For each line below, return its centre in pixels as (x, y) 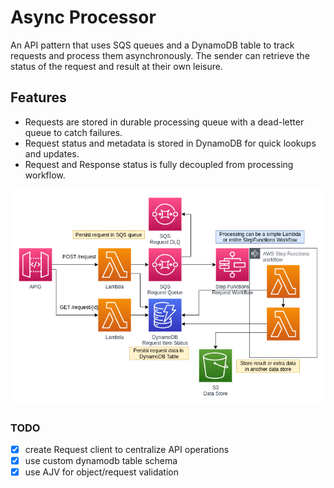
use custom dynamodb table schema (101, 460)
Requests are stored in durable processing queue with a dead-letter (164, 122)
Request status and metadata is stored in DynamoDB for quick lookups (170, 143)
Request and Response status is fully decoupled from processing (159, 164)
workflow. (45, 175)
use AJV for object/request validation (101, 472)
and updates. (52, 153)
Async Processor (83, 17)
